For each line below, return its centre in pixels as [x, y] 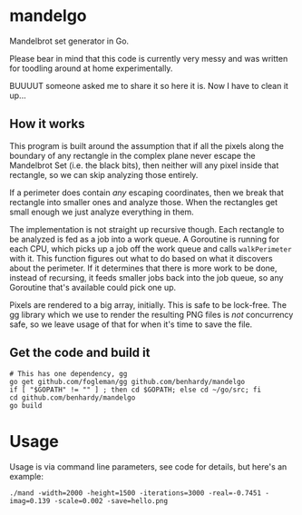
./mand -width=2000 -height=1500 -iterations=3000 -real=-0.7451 [135, 493]
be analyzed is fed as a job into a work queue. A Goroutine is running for [144, 239]
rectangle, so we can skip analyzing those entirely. [104, 174]
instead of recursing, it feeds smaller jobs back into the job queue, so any [146, 277]
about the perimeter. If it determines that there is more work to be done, [144, 268]
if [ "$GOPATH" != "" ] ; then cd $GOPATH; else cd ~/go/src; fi [135, 390]
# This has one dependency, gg [68, 373]
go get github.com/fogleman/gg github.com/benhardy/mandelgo [127, 381]
